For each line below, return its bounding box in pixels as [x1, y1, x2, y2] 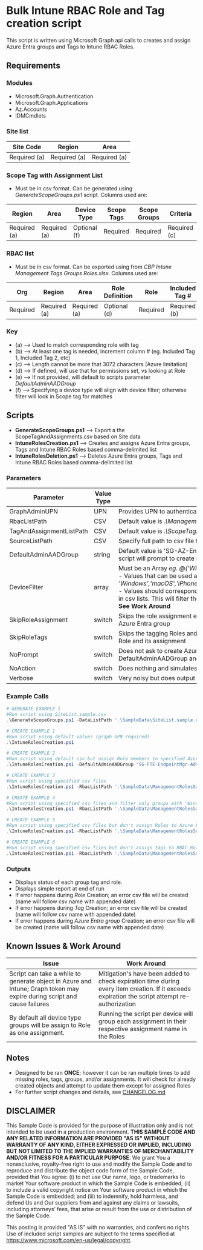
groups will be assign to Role [9, 1021, 91, 1029]
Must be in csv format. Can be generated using [14, 185, 133, 192]
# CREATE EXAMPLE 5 [6, 817, 56, 823]
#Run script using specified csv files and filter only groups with [6, 800, 182, 806]
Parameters [6, 473, 41, 482]
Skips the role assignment [118, 612, 192, 620]
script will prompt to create [118, 554, 195, 563]
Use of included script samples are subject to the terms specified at [6, 1230, 175, 1237]
